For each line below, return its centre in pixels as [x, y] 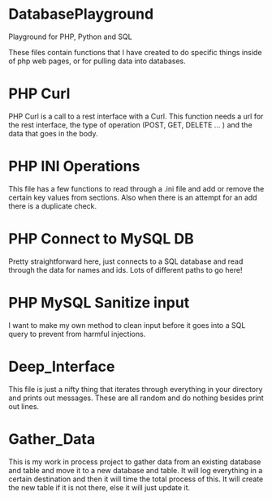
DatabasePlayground [81, 14]
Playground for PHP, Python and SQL [70, 37]
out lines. [24, 406]
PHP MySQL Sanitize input [99, 302]
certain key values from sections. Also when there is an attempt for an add [133, 197]
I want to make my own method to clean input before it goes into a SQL [127, 325]
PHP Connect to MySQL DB [101, 239]
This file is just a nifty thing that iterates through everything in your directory [136, 389]
